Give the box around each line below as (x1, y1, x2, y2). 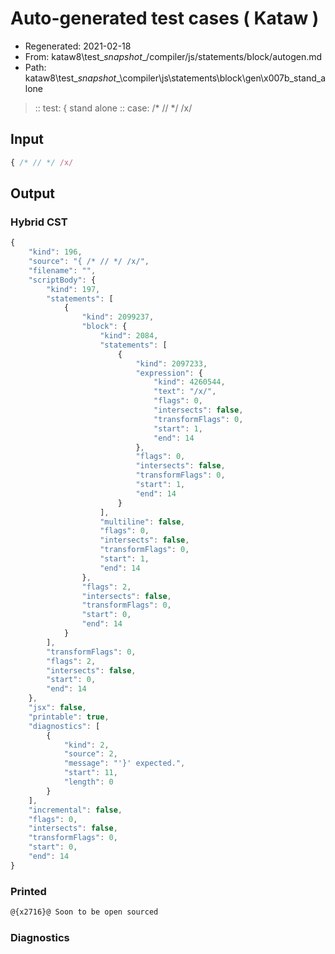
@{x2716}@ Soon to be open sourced (10, 907, 159, 917)
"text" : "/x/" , (153, 387, 217, 397)
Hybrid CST (10, 215, 68, 229)
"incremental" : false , (28, 805, 123, 815)
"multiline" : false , (99, 517, 186, 527)
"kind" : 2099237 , (81, 312, 155, 322)
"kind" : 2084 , (99, 331, 159, 341)
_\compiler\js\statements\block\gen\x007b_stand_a (116, 72, 326, 84)
